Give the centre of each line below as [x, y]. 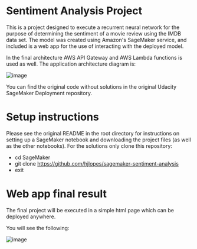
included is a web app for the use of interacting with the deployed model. [95, 46]
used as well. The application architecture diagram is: [71, 64]
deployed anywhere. [31, 216]
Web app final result [57, 194]
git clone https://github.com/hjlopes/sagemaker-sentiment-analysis [96, 163]
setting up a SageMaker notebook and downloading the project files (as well [99, 140]
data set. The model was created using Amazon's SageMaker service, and [96, 40]
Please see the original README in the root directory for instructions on [93, 133]
